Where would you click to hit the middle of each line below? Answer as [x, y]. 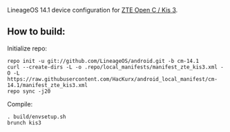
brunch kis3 [24, 123]
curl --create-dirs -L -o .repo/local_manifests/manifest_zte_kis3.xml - [116, 67]
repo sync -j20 [29, 91]
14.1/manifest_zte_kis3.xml [48, 85]
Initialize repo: [27, 48]
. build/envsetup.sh [37, 117]
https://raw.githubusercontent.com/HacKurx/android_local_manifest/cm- [112, 79]
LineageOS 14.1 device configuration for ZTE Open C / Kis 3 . [93, 10]
